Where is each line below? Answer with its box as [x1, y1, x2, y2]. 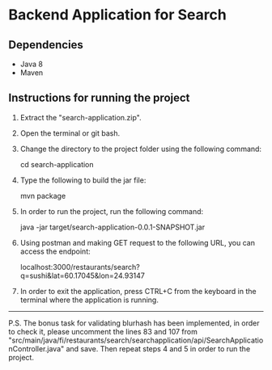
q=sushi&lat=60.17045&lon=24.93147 [19, 271, 146, 280]
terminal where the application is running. [19, 295, 159, 305]
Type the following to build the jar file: [19, 175, 147, 185]
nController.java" [8, 343, 65, 353]
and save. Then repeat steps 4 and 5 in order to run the [66, 343, 251, 353]
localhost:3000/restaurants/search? [19, 262, 140, 271]
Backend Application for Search [8, 6, 227, 24]
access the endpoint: [19, 246, 91, 256]
